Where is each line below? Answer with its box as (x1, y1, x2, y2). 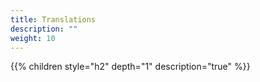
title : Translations (10, 14, 97, 25)
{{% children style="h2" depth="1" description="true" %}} (10, 61, 251, 73)
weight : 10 (10, 33, 56, 43)
